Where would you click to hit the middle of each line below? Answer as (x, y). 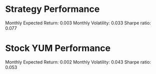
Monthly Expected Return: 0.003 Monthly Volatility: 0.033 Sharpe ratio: (78, 23)
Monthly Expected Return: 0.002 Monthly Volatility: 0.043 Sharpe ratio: (78, 62)
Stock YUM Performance (58, 48)
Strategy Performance (52, 9)
